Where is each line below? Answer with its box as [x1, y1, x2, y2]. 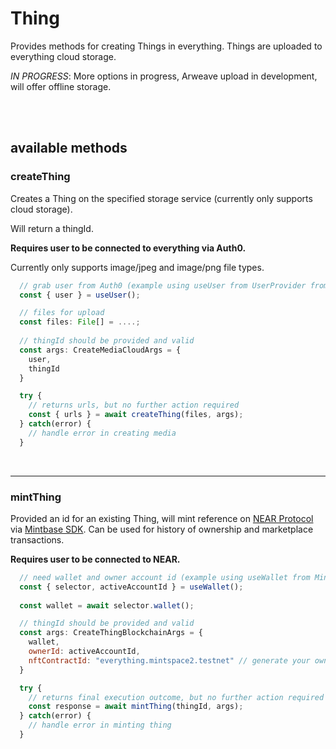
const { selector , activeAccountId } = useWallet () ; [19, 582, 244, 592]
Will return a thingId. [10, 222, 94, 234]
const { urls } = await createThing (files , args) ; [28, 410, 244, 420]
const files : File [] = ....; [19, 317, 141, 327]
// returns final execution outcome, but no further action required [28, 692, 325, 702]
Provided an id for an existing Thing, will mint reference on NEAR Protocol [10, 512, 314, 524]
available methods [10, 140, 128, 157]
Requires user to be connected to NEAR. [10, 553, 181, 565]
